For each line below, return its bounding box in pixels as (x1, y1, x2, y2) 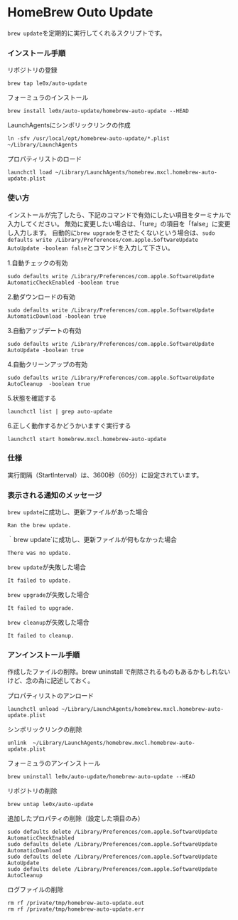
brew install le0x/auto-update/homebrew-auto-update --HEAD (7, 107, 190, 115)
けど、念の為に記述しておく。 (7, 677, 94, 685)
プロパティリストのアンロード (7, 692, 94, 700)
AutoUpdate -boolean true (7, 347, 84, 354)
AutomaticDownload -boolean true (7, 312, 107, 320)
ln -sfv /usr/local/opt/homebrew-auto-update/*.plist (7, 135, 171, 142)
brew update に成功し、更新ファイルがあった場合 (7, 508, 148, 517)
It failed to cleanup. (7, 633, 75, 640)
